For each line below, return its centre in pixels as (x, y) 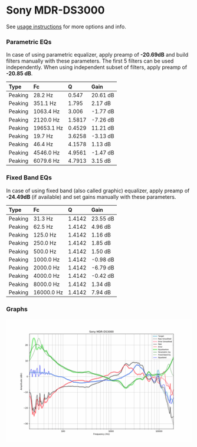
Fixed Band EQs (29, 178)
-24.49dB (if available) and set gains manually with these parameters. (91, 197)
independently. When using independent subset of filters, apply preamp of (97, 67)
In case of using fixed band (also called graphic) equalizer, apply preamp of (98, 190)
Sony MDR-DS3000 (55, 10)
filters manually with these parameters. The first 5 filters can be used (90, 61)
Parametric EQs (29, 42)
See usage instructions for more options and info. (66, 27)
